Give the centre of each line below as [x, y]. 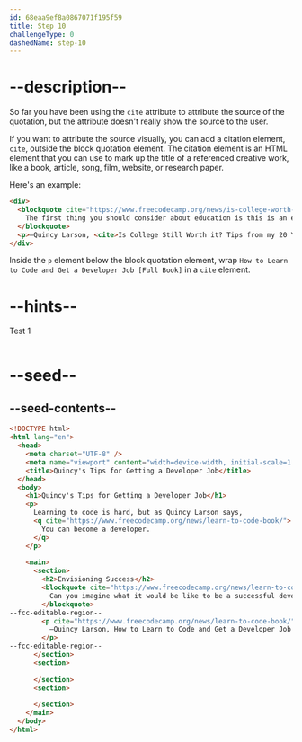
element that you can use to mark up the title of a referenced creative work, [149, 158]
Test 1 [20, 331]
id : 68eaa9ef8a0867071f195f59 [66, 18]
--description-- [68, 87]
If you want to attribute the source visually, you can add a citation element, [147, 139]
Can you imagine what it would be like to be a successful [162, 596]
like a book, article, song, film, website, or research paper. [117, 168]
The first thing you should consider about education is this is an [156, 218]
